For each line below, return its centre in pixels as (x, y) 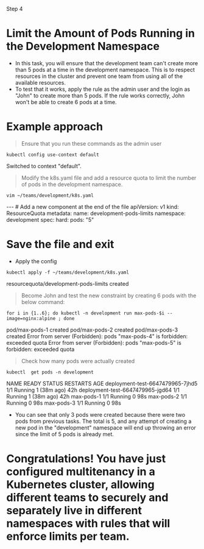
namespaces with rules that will (88, 523)
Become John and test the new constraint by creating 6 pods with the (109, 296)
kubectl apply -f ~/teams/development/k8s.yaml (68, 272)
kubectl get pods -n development (50, 372)
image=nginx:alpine (31, 318)
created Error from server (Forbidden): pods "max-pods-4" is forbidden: (97, 336)
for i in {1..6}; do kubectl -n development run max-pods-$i (86, 313)
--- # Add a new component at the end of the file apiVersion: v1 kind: (93, 207)
